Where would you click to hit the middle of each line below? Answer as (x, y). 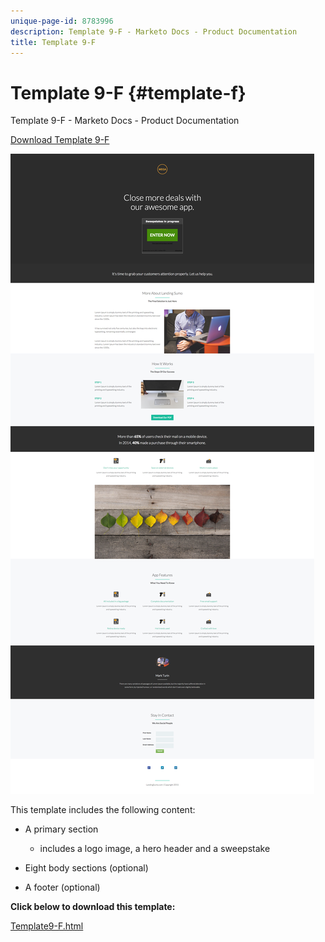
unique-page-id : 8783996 (62, 21)
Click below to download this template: (93, 907)
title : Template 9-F (53, 42)
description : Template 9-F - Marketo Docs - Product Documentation (154, 31)
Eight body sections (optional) (86, 868)
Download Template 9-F (60, 140)
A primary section (61, 829)
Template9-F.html (47, 926)
